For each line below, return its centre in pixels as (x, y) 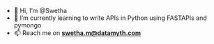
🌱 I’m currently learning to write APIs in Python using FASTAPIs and (110, 18)
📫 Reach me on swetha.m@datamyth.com (77, 33)
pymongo (28, 25)
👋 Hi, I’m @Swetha (40, 11)
